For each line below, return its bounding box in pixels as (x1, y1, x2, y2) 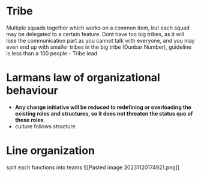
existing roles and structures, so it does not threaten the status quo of (14, 110, 193, 117)
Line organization (6, 144, 95, 158)
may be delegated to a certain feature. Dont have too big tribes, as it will (6, 30, 185, 37)
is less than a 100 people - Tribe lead (6, 49, 98, 57)
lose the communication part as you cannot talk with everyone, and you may (6, 37, 195, 44)
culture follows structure (14, 122, 76, 130)
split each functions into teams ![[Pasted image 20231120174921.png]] (6, 164, 180, 171)
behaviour (6, 84, 58, 98)
